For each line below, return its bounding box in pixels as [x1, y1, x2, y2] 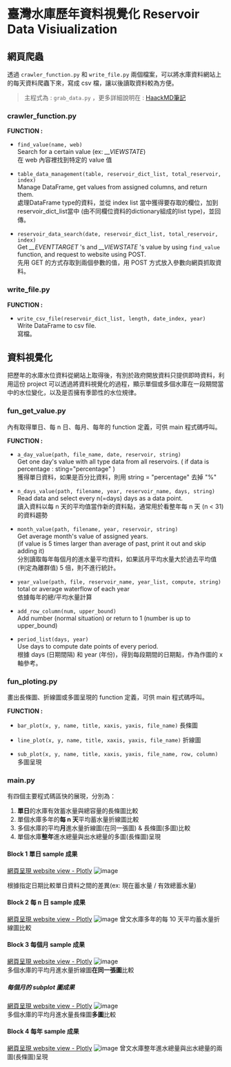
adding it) [17, 546, 45, 555]
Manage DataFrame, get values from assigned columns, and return [17, 183, 208, 191]
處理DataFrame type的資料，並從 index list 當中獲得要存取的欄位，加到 [17, 198, 219, 207]
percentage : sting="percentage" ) [17, 464, 115, 473]
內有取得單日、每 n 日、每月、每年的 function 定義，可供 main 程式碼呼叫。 [7, 423, 222, 431]
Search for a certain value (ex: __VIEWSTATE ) [17, 148, 146, 156]
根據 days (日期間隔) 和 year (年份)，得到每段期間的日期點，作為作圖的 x [17, 650, 223, 658]
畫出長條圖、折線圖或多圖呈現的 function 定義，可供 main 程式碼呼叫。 [7, 693, 208, 701]
